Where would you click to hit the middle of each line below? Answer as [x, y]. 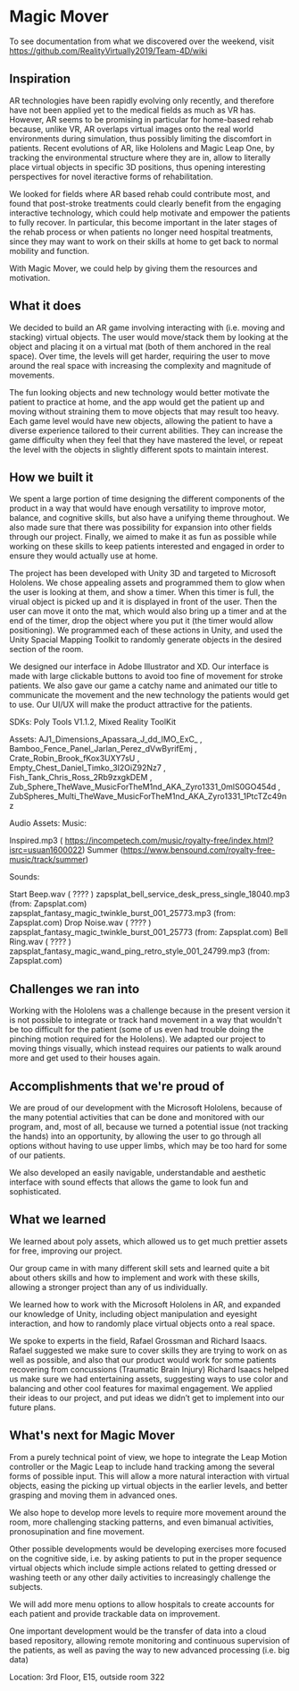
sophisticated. [35, 1191]
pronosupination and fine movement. [77, 1531]
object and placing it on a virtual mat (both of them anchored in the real [140, 346]
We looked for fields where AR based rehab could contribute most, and [140, 193]
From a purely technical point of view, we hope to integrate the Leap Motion [148, 1457]
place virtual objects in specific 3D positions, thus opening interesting [137, 166]
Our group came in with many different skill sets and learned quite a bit [140, 1268]
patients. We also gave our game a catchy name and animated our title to [144, 685]
